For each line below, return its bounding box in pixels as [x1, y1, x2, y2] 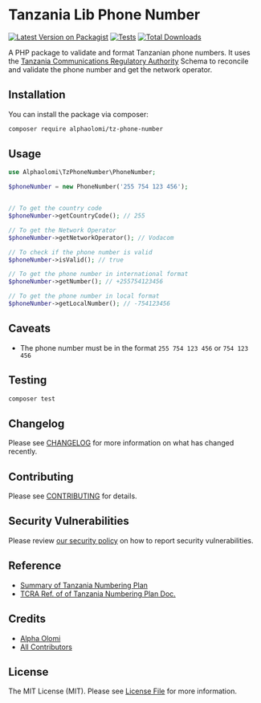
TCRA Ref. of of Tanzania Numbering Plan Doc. [19, 588, 177, 599]
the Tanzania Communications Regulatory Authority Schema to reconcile [8, 56, 249, 66]
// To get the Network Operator [8, 226, 116, 234]
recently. [8, 447, 38, 457]
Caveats [8, 322, 51, 335]
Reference [8, 559, 62, 573]
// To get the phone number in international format [8, 270, 189, 278]
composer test [8, 395, 56, 403]
